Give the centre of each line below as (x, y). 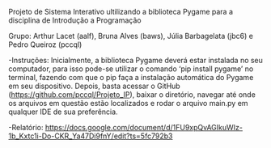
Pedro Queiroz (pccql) (45, 44)
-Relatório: (26, 127)
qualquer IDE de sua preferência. (64, 112)
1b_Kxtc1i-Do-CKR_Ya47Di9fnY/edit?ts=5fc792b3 (91, 136)
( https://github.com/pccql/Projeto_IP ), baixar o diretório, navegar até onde (132, 95)
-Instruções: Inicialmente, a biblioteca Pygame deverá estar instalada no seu (135, 60)
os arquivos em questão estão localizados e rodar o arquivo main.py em (128, 103)
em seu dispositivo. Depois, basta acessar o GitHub (94, 86)
